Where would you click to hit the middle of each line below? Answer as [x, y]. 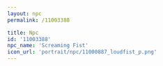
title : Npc [23, 33]
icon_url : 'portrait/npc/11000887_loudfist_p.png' [82, 52]
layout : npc [24, 14]
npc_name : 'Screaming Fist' [48, 46]
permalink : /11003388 [39, 20]
